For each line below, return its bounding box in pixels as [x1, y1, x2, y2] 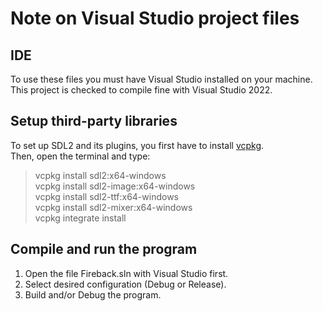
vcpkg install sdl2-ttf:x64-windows [34, 190, 179, 202]
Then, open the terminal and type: [10, 150, 151, 162]
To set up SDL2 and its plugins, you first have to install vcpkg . [10, 139, 265, 151]
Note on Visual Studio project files [10, 7, 300, 30]
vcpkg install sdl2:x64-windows [34, 169, 167, 181]
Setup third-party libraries [10, 113, 178, 130]
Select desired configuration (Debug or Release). [24, 278, 227, 290]
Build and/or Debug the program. [24, 288, 162, 301]
